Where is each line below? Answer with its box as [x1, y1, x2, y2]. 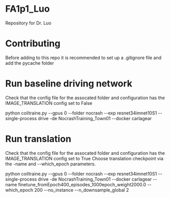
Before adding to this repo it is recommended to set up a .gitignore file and [5, 54, 162, 61]
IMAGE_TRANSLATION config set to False [5, 100, 93, 106]
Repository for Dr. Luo [5, 20, 52, 26]
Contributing [5, 38, 61, 49]
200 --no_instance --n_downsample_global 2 [34, 187, 129, 193]
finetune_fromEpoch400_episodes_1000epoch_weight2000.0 [18, 181, 147, 187]
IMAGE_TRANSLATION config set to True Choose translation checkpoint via [5, 155, 164, 161]
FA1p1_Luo [5, 3, 50, 15]
